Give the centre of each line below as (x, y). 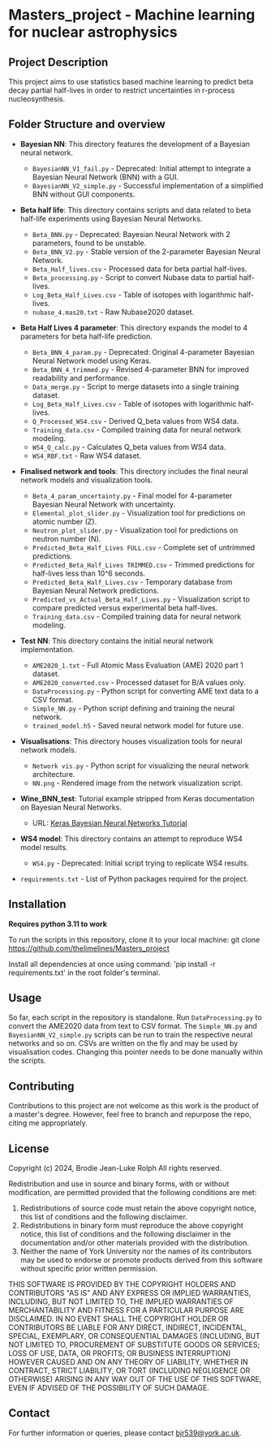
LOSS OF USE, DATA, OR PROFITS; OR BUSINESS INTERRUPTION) (120, 1353)
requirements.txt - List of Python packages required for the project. (134, 878)
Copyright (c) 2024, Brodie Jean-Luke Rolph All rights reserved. (115, 1168)
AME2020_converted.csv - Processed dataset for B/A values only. (139, 682)
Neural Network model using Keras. (92, 360)
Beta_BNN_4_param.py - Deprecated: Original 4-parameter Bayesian (143, 352)
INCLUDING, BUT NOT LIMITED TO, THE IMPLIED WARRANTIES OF (121, 1301)
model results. (44, 847)
